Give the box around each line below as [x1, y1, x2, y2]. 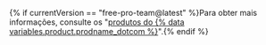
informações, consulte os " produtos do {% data [9, 17, 185, 27]
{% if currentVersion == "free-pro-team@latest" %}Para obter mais [9, 8, 257, 18]
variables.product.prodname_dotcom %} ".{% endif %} [9, 26, 209, 36]
